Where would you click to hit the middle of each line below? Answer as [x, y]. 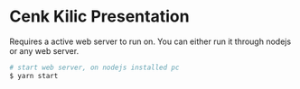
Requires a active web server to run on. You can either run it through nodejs [150, 41]
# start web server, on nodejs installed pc [94, 67]
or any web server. [44, 50]
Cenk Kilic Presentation [99, 17]
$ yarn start [34, 76]
